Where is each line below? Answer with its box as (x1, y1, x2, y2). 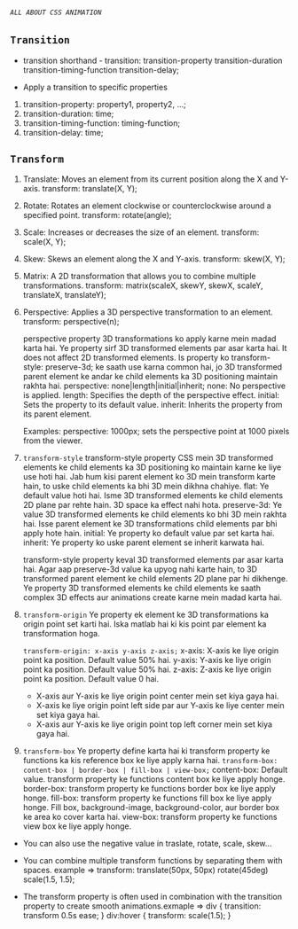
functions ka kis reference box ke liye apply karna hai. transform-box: (22, 755, 278, 766)
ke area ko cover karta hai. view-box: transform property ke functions (22, 812, 278, 823)
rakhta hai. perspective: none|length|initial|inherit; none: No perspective (22, 380, 286, 391)
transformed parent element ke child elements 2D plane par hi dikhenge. (22, 574, 288, 584)
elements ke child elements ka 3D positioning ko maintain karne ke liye (22, 462, 282, 472)
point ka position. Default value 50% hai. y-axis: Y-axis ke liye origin (22, 655, 271, 666)
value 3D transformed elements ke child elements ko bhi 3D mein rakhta (22, 509, 287, 519)
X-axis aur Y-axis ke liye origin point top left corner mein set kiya (35, 719, 273, 730)
